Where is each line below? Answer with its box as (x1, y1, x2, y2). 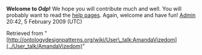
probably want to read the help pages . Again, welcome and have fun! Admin (6, 11, 196, 19)
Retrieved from (6, 30, 44, 37)
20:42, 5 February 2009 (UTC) (6, 18, 83, 25)
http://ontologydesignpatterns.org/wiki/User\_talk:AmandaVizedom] (8, 36, 177, 43)
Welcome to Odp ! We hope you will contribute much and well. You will (6, 5, 182, 12)
